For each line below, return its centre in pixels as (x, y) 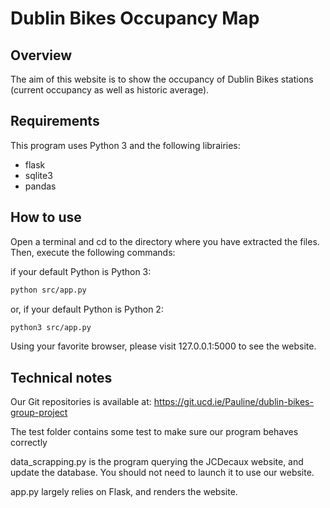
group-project (39, 413)
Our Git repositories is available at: (81, 402)
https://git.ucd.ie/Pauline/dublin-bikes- (233, 402)
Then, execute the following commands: (93, 252)
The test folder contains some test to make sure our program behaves (154, 432)
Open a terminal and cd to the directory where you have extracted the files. (165, 241)
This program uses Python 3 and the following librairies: (125, 145)
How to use (46, 217)
